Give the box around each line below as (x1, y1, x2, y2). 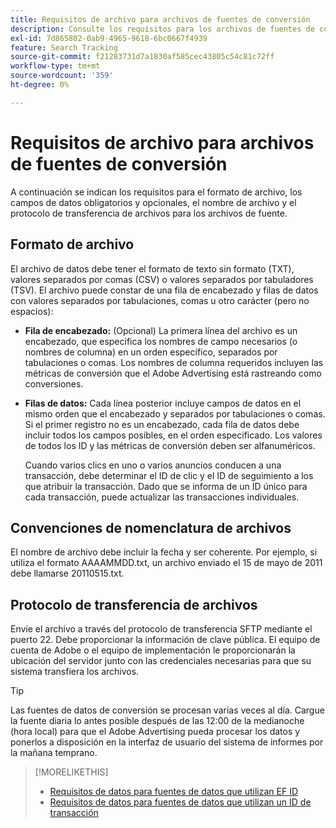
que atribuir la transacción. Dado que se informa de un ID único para (24, 480, 308, 492)
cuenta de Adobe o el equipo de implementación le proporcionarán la (10, 644, 296, 656)
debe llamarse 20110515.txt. (10, 567, 125, 580)
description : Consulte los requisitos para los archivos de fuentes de (10, 24, 315, 34)
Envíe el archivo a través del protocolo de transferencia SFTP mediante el (10, 623, 313, 635)
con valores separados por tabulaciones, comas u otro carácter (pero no (10, 294, 310, 306)
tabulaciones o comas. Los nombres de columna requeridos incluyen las (24, 356, 324, 368)
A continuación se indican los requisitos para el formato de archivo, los (10, 186, 303, 198)
